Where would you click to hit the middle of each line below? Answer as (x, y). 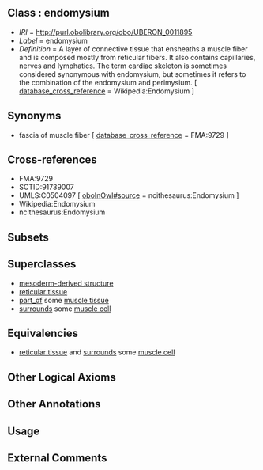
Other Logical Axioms (62, 377)
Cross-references (53, 160)
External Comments (57, 458)
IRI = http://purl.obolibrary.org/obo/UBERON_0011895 (105, 32)
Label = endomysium (53, 40)
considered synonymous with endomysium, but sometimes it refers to (132, 74)
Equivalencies (43, 334)
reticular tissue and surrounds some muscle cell (97, 352)
